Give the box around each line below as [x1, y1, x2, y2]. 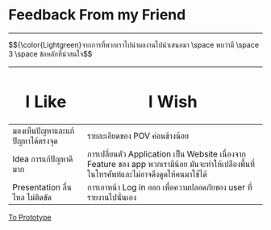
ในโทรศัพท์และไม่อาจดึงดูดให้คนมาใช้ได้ [87, 169, 207, 180]
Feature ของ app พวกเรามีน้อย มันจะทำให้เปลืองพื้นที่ [87, 159, 256, 170]
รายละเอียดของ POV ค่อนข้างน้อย [87, 131, 190, 142]
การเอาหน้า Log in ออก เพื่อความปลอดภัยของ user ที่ [87, 182, 252, 193]
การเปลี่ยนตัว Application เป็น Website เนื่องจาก [87, 148, 246, 160]
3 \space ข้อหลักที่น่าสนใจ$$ [8, 48, 93, 58]
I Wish [148, 91, 198, 112]
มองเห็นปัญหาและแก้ [12, 125, 75, 136]
